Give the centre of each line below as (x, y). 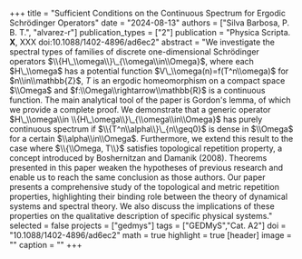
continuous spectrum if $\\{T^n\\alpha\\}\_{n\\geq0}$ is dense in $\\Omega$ (151, 129)
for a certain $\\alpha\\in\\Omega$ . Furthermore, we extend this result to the (151, 139)
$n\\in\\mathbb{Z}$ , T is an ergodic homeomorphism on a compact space (147, 80)
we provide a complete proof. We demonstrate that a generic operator (140, 110)
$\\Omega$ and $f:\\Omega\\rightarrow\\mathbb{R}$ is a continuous (137, 90)
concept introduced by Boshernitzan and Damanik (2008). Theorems (138, 158)
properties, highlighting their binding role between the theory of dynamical (149, 196)
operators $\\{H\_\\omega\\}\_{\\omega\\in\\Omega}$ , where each (132, 61)
